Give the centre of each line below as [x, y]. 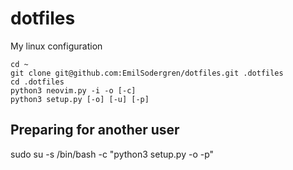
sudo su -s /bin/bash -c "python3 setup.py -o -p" [112, 154]
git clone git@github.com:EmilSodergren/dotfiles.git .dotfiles [147, 73]
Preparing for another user [95, 130]
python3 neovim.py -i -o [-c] [73, 90]
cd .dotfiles [37, 82]
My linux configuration [56, 46]
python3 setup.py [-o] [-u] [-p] [80, 99]
